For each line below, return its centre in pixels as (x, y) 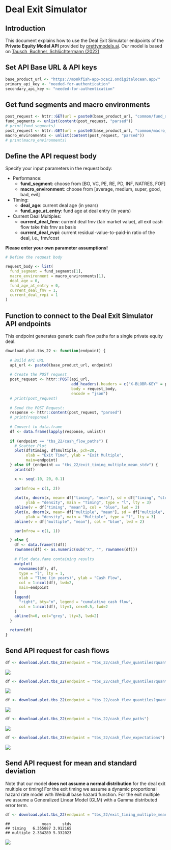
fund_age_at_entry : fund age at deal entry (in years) (76, 211)
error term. (17, 805)
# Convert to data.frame (36, 427)
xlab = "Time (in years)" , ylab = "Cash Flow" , (70, 578)
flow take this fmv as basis (48, 227)
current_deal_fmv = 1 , (34, 290)
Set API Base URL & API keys (51, 67)
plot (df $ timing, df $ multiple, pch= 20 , (55, 451)
